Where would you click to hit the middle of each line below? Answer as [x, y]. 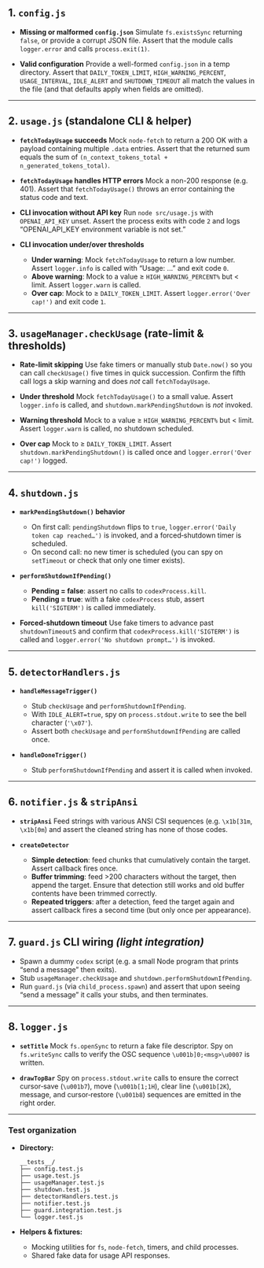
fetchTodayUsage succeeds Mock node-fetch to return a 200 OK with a [134, 140]
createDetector [44, 845]
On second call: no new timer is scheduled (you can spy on [127, 552]
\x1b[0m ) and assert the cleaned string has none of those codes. [123, 829]
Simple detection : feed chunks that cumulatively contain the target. [141, 860]
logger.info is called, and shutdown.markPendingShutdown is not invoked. [136, 405]
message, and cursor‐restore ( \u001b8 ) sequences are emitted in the [130, 1094]
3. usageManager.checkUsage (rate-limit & [106, 334]
